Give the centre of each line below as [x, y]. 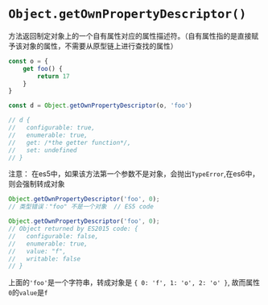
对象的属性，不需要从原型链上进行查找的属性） [100, 46]
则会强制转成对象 [37, 184]
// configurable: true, [52, 128]
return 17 [54, 76]
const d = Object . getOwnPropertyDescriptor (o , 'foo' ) [101, 106]
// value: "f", [37, 251]
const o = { [28, 61]
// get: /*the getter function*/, [70, 142]
